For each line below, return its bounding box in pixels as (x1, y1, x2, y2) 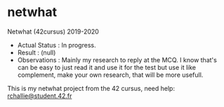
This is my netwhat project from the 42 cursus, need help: (7, 84, 176, 92)
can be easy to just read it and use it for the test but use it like (17, 63, 197, 71)
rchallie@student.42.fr (7, 92, 72, 100)
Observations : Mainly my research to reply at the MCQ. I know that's (17, 55, 218, 64)
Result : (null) (17, 48, 56, 57)
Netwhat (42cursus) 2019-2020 (7, 27, 100, 36)
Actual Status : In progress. (17, 41, 96, 49)
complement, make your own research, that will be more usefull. (17, 71, 204, 79)
